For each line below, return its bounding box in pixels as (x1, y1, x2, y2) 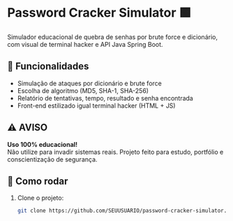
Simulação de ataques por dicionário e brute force (17, 79, 162, 87)
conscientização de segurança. (7, 155, 98, 164)
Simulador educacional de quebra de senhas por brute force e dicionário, (7, 32, 218, 41)
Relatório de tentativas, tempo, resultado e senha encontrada (17, 94, 193, 102)
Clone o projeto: (17, 194, 64, 202)
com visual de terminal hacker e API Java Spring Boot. (7, 40, 163, 48)
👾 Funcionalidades (7, 60, 89, 73)
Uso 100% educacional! (7, 140, 78, 148)
